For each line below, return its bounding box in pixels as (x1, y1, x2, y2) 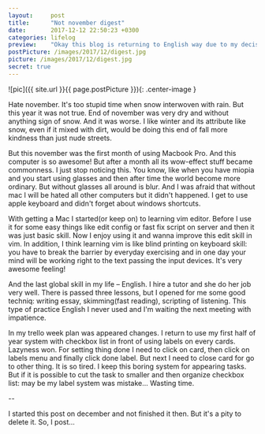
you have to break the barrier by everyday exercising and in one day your (8, 247, 246, 257)
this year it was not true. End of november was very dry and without (8, 108, 229, 117)
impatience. (8, 313, 47, 322)
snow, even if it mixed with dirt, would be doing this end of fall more (8, 124, 228, 134)
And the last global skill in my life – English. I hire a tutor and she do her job (8, 279, 252, 288)
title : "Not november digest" (8, 19, 125, 27)
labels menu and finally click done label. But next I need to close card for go (8, 353, 255, 362)
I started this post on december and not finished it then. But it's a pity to (8, 409, 242, 418)
